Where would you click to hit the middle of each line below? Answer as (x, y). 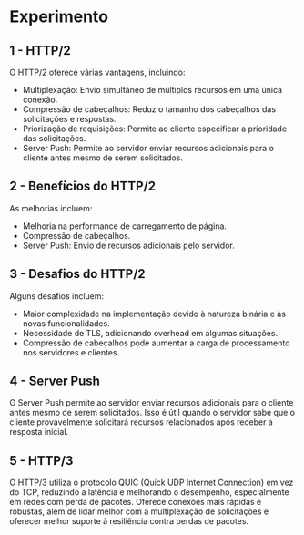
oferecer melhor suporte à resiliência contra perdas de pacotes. (129, 521)
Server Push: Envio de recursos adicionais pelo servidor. (128, 245)
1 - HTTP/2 (40, 51)
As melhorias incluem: (51, 208)
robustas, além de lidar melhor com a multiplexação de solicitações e (139, 511)
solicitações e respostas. (69, 119)
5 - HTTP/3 (41, 461)
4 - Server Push (55, 381)
